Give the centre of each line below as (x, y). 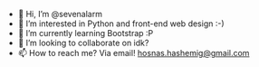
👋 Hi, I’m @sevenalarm (60, 14)
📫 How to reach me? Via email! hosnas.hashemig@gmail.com (134, 53)
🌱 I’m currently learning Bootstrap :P (86, 33)
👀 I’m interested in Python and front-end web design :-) (121, 24)
